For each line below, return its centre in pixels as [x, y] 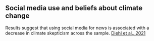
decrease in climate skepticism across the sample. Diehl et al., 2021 [75, 33]
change [17, 16]
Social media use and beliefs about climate [74, 8]
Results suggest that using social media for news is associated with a [77, 28]
